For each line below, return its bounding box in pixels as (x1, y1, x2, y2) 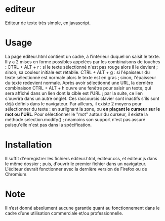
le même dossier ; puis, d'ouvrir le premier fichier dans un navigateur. (5, 161, 147, 167)
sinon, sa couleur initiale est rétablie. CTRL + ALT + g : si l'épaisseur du (5, 69, 150, 75)
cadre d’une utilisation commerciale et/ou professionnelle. (5, 210, 124, 216)
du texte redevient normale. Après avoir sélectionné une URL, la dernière (5, 80, 153, 86)
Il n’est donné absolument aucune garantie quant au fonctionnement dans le (5, 205, 160, 211)
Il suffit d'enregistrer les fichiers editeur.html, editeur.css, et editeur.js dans (5, 155, 157, 161)
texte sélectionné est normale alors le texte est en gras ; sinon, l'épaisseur (5, 74, 157, 80)
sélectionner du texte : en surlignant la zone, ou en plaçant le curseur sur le (5, 106, 161, 112)
